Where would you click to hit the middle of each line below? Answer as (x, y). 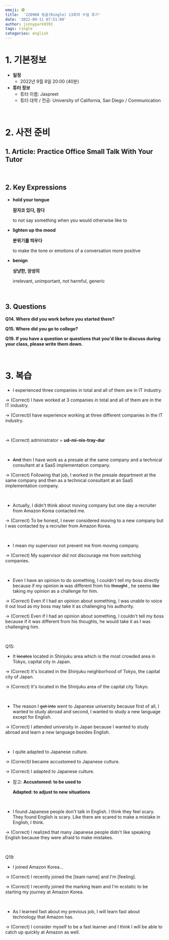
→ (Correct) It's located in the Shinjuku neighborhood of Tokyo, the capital (83, 671)
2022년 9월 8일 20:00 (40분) (49, 81)
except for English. (32, 717)
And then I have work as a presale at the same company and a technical (87, 460)
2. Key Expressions (36, 188)
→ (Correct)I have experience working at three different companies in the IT (84, 415)
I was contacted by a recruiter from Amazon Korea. (58, 526)
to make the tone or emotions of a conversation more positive (76, 251)
